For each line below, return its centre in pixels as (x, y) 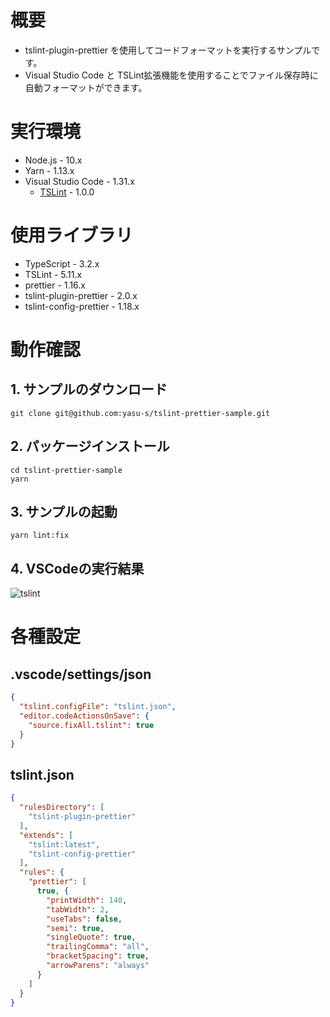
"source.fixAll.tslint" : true (91, 725)
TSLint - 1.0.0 (67, 192)
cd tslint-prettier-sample (66, 470)
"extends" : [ (46, 835)
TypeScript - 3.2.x (62, 263)
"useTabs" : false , (84, 919)
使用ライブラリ (72, 235)
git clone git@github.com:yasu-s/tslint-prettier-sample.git (140, 413)
